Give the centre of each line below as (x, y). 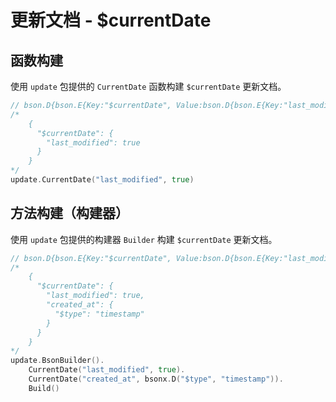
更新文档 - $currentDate (111, 20)
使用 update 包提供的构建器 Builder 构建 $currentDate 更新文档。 (144, 239)
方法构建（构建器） (69, 213)
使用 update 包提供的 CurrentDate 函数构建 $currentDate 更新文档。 (148, 86)
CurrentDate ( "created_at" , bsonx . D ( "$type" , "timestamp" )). (156, 379)
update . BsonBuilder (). (57, 361)
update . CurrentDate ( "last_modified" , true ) (102, 180)
